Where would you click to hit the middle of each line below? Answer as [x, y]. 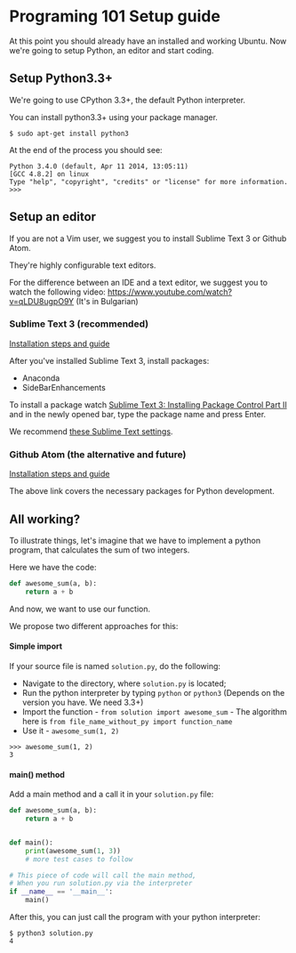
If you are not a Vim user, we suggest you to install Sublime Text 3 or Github [148, 238]
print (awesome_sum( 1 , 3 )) [73, 851]
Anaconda [41, 378]
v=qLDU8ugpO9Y [42, 301]
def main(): [31, 843]
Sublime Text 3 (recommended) [79, 324]
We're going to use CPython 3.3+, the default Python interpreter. [128, 100]
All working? [45, 519]
